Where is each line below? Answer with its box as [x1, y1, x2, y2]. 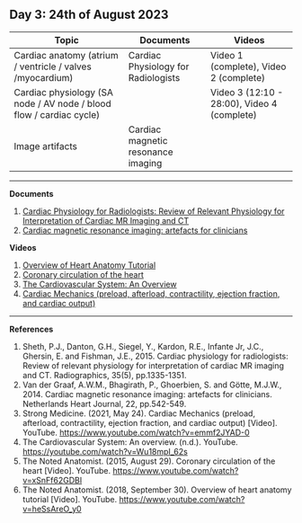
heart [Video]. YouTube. [22, 465, 111, 475]
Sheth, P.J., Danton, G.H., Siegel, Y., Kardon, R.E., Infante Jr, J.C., [22, 341, 264, 351]
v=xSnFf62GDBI [22, 474, 83, 485]
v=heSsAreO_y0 [22, 503, 83, 514]
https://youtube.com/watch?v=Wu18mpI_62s [22, 446, 189, 457]
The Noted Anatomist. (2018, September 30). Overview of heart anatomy [22, 484, 292, 495]
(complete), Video [209, 60, 287, 73]
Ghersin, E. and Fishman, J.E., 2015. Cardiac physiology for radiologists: [22, 350, 289, 361]
